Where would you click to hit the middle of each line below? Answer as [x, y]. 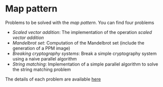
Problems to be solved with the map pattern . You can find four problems [80, 22]
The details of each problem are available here [53, 79]
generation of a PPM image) [41, 48]
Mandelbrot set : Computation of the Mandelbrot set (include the [78, 42]
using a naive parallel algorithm [44, 58]
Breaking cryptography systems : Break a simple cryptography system [84, 53]
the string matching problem [41, 69]
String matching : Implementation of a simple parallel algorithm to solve [85, 64]
